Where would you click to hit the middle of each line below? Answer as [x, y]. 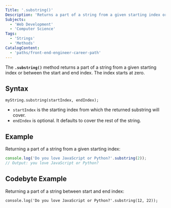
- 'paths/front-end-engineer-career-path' [55, 53]
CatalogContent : [22, 48]
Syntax [17, 88]
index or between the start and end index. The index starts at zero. [75, 72]
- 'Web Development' [32, 24]
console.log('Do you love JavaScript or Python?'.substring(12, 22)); [82, 200]
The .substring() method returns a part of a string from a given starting [81, 67]
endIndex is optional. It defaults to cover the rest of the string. [77, 121]
